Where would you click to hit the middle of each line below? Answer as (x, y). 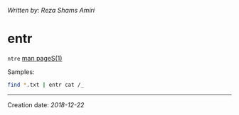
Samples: (21, 72)
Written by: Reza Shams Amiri (51, 10)
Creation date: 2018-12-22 (46, 104)
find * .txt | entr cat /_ (46, 85)
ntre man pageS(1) (35, 58)
